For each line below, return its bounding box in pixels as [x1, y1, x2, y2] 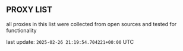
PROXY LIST [6, 5, 52, 15]
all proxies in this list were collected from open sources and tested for [6, 20, 177, 27]
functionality [6, 27, 37, 34]
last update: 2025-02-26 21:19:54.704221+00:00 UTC [6, 38, 134, 45]
